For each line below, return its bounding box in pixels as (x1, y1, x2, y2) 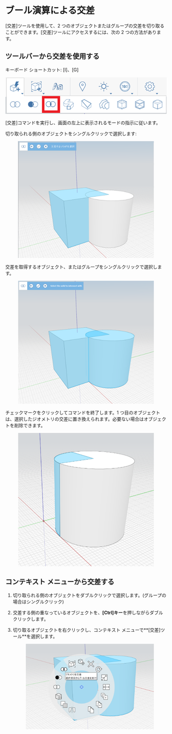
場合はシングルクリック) (12, 598, 64, 605)
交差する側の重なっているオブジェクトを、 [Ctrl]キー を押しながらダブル (12, 609, 163, 615)
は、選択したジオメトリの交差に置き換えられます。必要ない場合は (5, 416, 144, 422)
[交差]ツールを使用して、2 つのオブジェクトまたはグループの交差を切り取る (5, 23, 165, 29)
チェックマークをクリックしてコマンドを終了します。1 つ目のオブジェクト (5, 409, 160, 416)
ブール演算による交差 (5, 5, 95, 16)
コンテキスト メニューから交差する (5, 577, 115, 586)
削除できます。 (14, 422, 46, 429)
